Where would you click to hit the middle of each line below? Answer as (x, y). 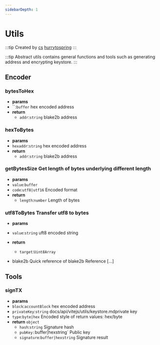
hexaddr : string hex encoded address (49, 146)
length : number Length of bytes (50, 200)
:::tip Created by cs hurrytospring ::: (41, 47)
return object (26, 322)
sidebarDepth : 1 (21, 10)
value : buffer (25, 184)
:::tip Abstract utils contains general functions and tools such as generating (80, 57)
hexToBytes (19, 130)
